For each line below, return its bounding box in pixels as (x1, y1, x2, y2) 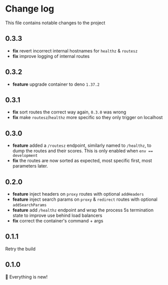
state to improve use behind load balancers (12, 212, 103, 218)
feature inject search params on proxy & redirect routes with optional (12, 196, 157, 202)
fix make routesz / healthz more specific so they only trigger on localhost (12, 115, 163, 121)
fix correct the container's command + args (12, 218, 104, 223)
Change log (5, 3, 54, 15)
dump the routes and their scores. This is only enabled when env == (12, 148, 153, 154)
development (12, 153, 38, 158)
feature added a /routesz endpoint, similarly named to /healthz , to (12, 142, 152, 149)
